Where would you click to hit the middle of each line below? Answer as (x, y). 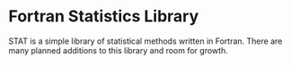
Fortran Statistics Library (104, 16)
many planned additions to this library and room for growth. (118, 50)
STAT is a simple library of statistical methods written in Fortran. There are (145, 41)
